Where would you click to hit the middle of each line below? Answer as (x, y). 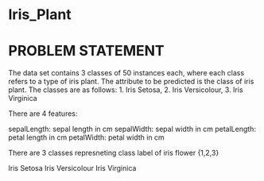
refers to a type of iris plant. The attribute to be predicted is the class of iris (131, 82)
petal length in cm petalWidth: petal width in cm (86, 137)
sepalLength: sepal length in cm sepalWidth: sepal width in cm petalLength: (132, 129)
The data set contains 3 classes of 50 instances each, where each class (126, 73)
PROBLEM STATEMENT (86, 51)
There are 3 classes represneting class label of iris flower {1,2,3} (114, 153)
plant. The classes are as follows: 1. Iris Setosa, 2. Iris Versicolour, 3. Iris (126, 90)
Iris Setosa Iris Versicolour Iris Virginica (72, 168)
